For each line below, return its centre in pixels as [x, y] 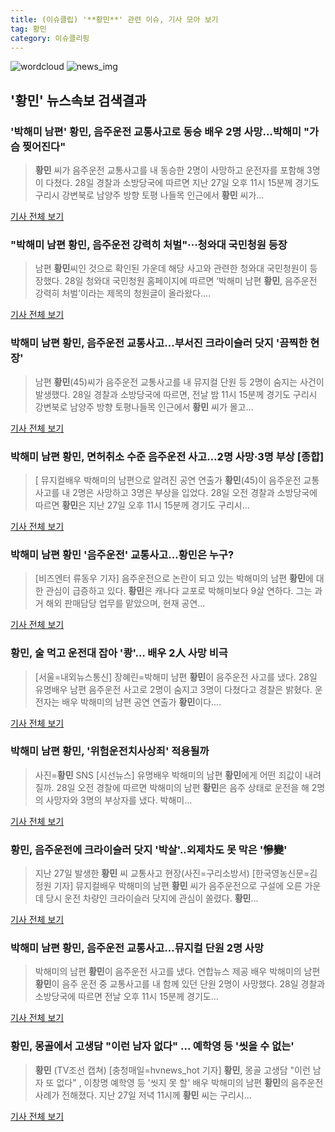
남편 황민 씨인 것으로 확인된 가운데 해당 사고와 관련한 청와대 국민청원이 [171, 268]
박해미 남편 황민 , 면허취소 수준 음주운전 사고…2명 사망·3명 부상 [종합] [167, 456]
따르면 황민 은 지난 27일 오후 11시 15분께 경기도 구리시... [142, 505]
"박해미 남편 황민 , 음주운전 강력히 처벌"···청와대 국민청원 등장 [149, 244]
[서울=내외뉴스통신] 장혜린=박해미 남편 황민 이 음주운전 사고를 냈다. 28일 [176, 677]
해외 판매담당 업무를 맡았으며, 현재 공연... [125, 603]
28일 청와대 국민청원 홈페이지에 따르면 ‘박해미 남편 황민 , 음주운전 [191, 281]
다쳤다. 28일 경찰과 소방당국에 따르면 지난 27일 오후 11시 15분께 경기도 [182, 183]
